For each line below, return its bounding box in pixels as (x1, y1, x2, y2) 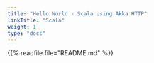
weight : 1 (7, 23, 37, 30)
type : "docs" (7, 29, 46, 37)
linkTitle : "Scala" (7, 17, 65, 24)
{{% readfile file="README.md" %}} (7, 49, 114, 57)
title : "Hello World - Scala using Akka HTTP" (7, 10, 148, 17)
